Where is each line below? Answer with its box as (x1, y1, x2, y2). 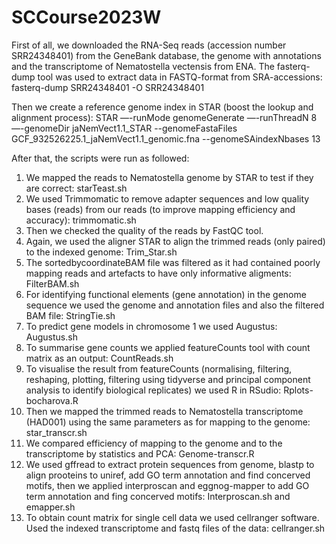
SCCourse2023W (11, 6, 162, 29)
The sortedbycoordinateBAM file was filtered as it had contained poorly (25, 256, 321, 268)
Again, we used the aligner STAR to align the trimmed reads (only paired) (25, 235, 326, 247)
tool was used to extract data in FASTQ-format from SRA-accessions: (37, 71, 323, 83)
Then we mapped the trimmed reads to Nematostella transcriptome (25, 405, 304, 417)
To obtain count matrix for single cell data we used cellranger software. (25, 511, 320, 523)
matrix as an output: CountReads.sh (25, 352, 174, 364)
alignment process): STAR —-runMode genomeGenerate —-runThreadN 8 (11, 111, 318, 123)
